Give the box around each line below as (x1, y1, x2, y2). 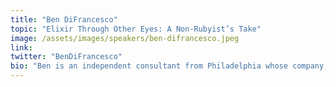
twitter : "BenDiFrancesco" (10, 52, 123, 62)
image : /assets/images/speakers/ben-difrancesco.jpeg (10, 33, 240, 43)
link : (10, 42, 33, 53)
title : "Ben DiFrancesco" (10, 14, 118, 25)
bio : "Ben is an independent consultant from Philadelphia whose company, (10, 61, 329, 71)
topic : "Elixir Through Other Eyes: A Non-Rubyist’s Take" (10, 24, 262, 34)
